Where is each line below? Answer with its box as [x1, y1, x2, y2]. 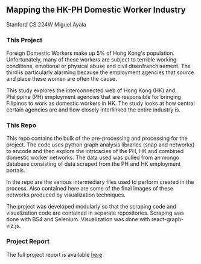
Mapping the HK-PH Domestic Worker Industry [6, 5, 186, 15]
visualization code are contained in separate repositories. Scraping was [6, 209, 184, 216]
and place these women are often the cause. [6, 75, 118, 83]
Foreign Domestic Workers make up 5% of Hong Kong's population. [6, 49, 175, 57]
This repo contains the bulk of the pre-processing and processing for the [6, 135, 188, 142]
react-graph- [151, 216, 184, 223]
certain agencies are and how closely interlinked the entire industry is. [6, 106, 181, 113]
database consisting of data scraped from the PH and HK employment [6, 160, 181, 168]
